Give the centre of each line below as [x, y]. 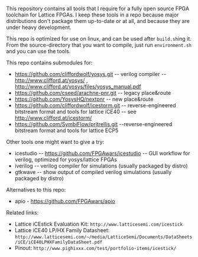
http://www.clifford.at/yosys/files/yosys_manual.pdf [78, 87]
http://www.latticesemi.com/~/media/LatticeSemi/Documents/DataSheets [103, 237]
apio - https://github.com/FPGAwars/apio [65, 201]
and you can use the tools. [38, 51]
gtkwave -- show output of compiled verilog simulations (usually [93, 172]
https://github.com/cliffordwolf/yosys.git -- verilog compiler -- [90, 74]
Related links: [22, 212]
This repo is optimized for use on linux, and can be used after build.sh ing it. [99, 39]
